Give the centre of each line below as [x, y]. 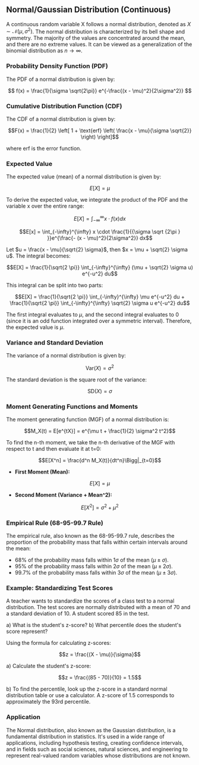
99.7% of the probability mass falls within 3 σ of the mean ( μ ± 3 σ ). [96, 573]
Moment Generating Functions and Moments [72, 406]
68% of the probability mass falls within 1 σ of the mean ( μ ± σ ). [92, 560]
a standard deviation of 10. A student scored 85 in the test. [78, 614]
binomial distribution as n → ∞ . [44, 51]
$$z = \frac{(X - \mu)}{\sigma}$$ [100, 654]
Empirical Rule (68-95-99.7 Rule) [55, 523]
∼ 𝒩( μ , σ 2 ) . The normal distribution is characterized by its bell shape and [96, 31]
